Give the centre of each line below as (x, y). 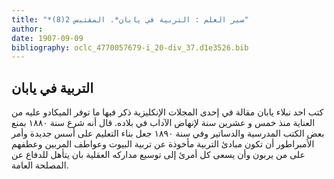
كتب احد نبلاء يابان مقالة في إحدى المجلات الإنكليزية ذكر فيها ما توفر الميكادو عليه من (167, 112)
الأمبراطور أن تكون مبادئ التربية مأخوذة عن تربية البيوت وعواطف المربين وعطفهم (163, 144)
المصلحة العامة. (40, 165)
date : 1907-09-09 (47, 38)
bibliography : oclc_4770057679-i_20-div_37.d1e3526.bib (130, 47)
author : (27, 29)
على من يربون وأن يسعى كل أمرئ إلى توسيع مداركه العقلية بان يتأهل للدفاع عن (158, 155)
